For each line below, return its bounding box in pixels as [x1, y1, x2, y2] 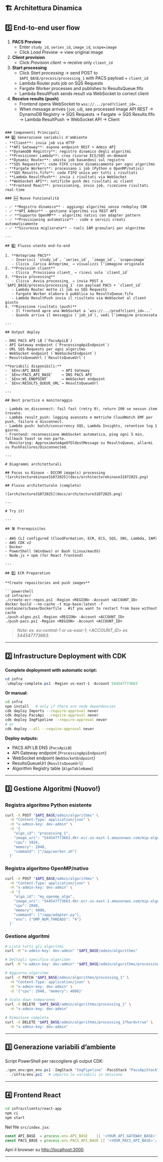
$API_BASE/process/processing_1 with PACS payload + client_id [19, 75, 149, 81]
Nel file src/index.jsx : [5, 1124, 50, 1130]
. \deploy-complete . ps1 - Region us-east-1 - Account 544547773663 [5, 681, 138, 686]
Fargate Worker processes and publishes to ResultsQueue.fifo [19, 86, 144, 92]
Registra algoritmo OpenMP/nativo [5, 865, 89, 872]
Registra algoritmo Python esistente [5, 802, 92, 809]
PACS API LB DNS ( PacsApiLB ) [12, 744, 72, 751]
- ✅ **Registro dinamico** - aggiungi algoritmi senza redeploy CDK [5, 204, 147, 209]
